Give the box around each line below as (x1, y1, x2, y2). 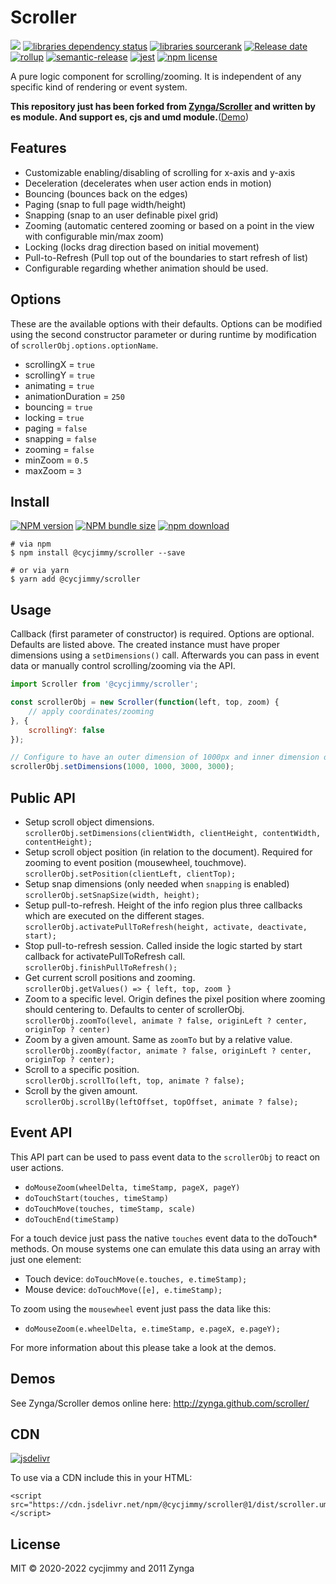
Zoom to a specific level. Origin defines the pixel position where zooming (24, 993, 326, 1005)
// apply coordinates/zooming (28, 706, 155, 716)
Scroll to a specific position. (24, 1064, 140, 1075)
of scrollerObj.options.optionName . (10, 339, 159, 351)
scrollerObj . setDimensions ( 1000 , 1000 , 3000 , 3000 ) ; (10, 762, 235, 772)
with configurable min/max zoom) (24, 230, 165, 242)
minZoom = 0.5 (24, 454, 89, 466)
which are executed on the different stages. (24, 910, 205, 921)
